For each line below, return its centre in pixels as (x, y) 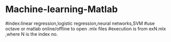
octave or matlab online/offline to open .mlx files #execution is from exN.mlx (86, 28)
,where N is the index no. (31, 34)
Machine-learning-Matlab (61, 9)
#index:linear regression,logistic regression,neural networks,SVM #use (80, 23)
